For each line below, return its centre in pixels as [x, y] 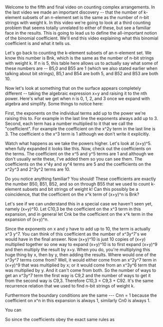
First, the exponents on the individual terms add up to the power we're [75, 113]
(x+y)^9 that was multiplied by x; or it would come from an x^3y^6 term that [81, 265]
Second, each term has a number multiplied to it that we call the [69, 123]
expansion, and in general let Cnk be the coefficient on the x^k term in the [79, 214]
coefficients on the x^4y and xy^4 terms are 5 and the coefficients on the [78, 164]
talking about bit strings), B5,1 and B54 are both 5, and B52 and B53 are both [82, 73]
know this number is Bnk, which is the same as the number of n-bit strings [80, 58]
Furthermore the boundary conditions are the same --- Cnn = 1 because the [81, 295]
